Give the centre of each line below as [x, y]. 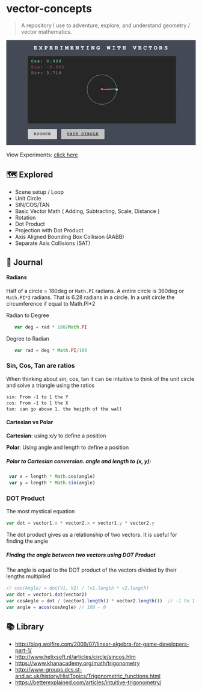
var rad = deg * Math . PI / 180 [50, 350]
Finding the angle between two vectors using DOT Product [81, 555]
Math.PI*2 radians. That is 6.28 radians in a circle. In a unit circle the [90, 297]
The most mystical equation [41, 511]
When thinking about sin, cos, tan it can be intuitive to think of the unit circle [100, 378]
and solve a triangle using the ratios [50, 385]
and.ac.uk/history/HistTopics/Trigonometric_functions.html [88, 676]
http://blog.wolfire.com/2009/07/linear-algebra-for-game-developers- [102, 644]
